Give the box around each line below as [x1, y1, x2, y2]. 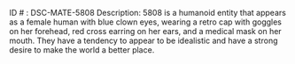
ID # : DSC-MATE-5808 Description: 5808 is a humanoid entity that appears [9, 8, 286, 18]
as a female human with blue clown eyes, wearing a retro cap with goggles [9, 17, 282, 27]
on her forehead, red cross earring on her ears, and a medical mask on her [9, 26, 282, 36]
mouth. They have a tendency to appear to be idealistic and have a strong [9, 35, 278, 46]
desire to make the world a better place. [9, 45, 155, 55]
